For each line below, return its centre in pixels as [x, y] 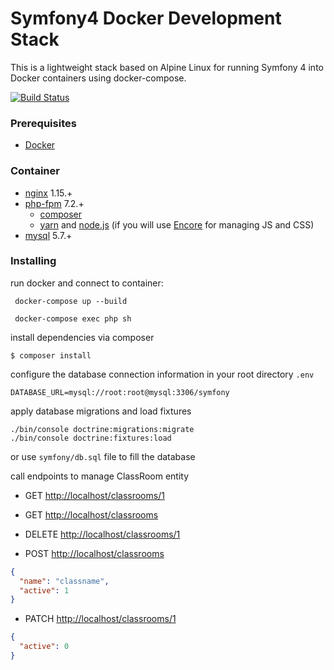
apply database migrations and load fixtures [101, 411]
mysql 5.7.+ [48, 235]
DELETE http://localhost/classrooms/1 [102, 534]
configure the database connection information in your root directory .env [162, 374]
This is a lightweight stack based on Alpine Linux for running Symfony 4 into [167, 67]
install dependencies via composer [82, 337]
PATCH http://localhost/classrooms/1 [100, 619]
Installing [33, 261]
